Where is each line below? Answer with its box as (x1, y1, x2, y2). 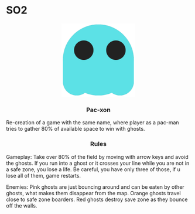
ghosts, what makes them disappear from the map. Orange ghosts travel (6, 189, 181, 196)
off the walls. (6, 202, 37, 209)
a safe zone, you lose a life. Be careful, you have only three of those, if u (6, 165, 180, 173)
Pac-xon (85, 106, 111, 114)
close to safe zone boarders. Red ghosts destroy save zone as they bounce (6, 196, 188, 203)
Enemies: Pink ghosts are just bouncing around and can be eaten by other (6, 183, 184, 191)
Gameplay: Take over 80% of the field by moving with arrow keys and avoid (6, 153, 189, 160)
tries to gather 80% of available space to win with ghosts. (6, 125, 145, 133)
